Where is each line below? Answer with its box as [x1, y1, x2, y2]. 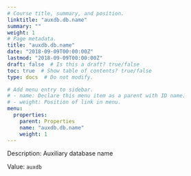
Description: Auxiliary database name [7, 149, 113, 158]
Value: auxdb [7, 162, 43, 171]
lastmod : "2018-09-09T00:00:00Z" [7, 55, 103, 62]
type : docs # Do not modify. [7, 73, 94, 81]
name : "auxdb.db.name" [19, 124, 85, 131]
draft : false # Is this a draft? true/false [7, 61, 139, 68]
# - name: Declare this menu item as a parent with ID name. [7, 92, 186, 99]
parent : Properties [19, 118, 76, 125]
